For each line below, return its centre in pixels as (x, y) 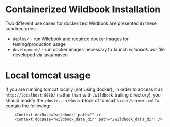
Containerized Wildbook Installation (83, 9)
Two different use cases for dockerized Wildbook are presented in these (81, 23)
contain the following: (28, 106)
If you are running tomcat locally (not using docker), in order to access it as (84, 89)
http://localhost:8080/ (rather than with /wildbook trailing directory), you (83, 94)
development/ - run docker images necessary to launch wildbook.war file (89, 49)
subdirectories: (21, 28)
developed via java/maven (40, 55)
